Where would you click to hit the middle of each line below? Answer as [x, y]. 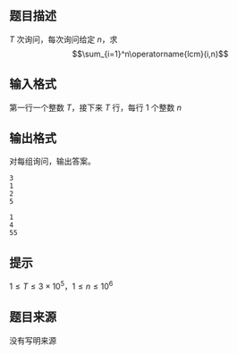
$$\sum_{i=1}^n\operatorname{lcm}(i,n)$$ [150, 54]
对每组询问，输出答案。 [52, 161]
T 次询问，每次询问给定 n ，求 [63, 39]
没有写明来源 [33, 340]
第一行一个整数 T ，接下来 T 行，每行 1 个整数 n [95, 107]
